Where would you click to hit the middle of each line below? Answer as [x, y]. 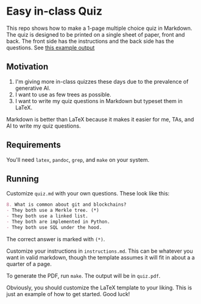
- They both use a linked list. [47, 216]
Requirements [33, 145]
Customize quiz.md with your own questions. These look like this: [88, 194]
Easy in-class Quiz [54, 11]
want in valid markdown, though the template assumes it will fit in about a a [100, 257]
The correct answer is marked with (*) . [56, 239]
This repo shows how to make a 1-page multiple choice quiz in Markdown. [99, 28]
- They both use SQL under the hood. [54, 227]
